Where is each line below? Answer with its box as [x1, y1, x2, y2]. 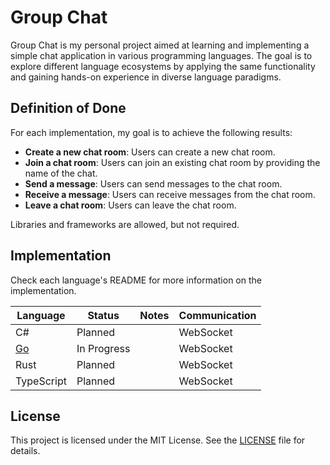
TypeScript [15, 374, 67, 388]
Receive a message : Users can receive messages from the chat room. [24, 188, 316, 200]
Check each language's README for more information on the [10, 274, 262, 286]
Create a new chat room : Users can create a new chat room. [24, 146, 276, 158]
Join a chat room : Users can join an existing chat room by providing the [24, 156, 321, 168]
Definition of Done [10, 100, 127, 117]
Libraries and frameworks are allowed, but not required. [10, 218, 240, 230]
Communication [178, 308, 257, 322]
